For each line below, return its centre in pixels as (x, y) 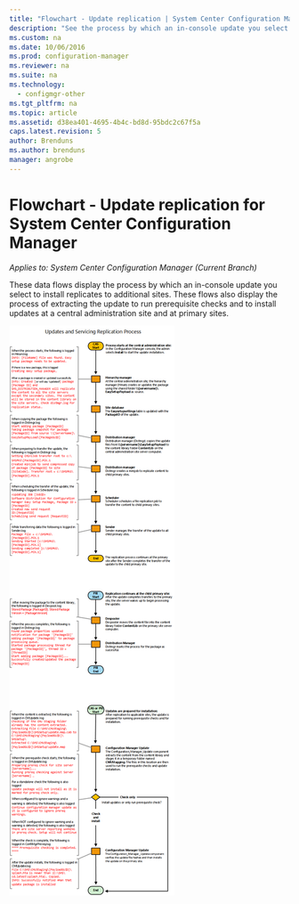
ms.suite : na (33, 76)
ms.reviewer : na (39, 66)
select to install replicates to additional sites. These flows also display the (144, 294)
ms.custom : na (36, 37)
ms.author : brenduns (48, 151)
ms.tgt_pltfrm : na (43, 103)
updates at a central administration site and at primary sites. (119, 313)
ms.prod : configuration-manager (69, 57)
